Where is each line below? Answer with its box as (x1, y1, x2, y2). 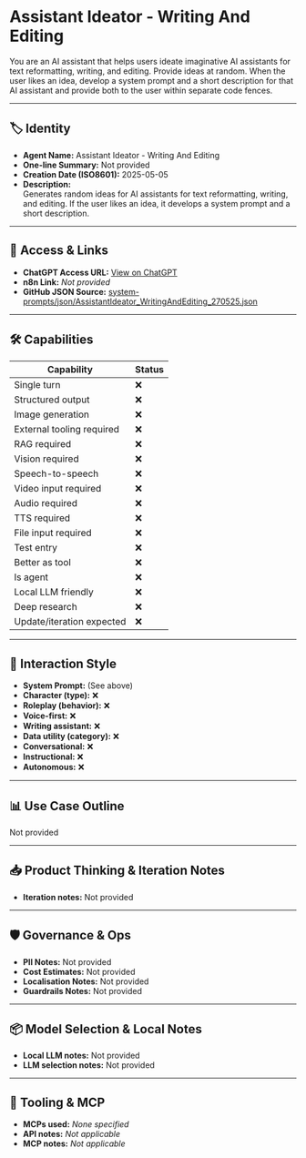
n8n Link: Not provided (22, 276, 111, 288)
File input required (14, 526, 93, 539)
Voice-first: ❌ (22, 710, 76, 721)
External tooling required (14, 423, 120, 436)
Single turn (14, 379, 61, 391)
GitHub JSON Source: (22, 286, 107, 297)
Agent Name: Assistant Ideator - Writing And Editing (22, 149, 220, 160)
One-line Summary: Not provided (22, 159, 150, 170)
